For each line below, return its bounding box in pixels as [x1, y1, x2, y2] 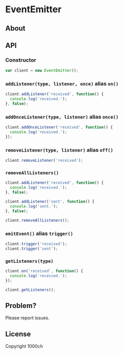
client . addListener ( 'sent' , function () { [5, 199, 95, 205]
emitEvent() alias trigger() [5, 230, 73, 237]
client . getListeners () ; [5, 287, 56, 292]
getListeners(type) [5, 258, 54, 264]
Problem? [5, 301, 37, 310]
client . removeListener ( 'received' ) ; [5, 158, 83, 163]
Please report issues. [5, 315, 50, 321]
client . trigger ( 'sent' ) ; [5, 246, 58, 251]
